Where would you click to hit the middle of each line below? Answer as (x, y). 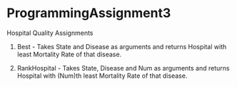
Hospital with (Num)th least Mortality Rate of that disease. (102, 76)
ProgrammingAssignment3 (89, 13)
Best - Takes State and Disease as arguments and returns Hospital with (122, 46)
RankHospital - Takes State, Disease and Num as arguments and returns (123, 68)
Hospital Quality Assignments (50, 33)
